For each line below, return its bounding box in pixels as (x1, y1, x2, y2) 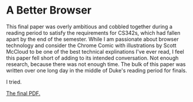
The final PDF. (6, 90, 41, 97)
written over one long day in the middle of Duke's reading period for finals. (6, 67, 187, 74)
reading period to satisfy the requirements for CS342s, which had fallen (6, 29, 181, 36)
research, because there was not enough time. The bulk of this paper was (6, 60, 186, 68)
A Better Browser (6, 4, 91, 17)
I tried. (6, 78, 22, 85)
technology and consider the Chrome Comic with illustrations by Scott (6, 42, 177, 49)
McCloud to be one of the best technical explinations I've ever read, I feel (6, 48, 185, 55)
